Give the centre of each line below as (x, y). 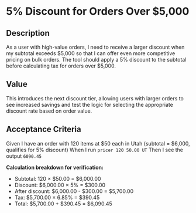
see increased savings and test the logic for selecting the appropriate (90, 104)
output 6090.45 (24, 156)
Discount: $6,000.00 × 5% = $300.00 (60, 185)
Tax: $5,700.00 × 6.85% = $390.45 (57, 197)
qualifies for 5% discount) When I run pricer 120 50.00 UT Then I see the (94, 150)
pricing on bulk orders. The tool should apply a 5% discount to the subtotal (96, 60)
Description (28, 33)
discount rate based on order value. (49, 111)
